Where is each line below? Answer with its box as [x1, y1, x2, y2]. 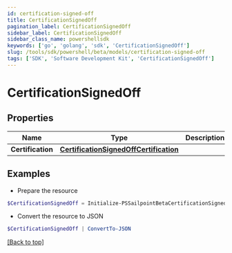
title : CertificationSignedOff [7, 17, 97, 24]
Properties [7, 112, 54, 124]
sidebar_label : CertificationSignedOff [7, 29, 122, 37]
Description [185, 133, 225, 142]
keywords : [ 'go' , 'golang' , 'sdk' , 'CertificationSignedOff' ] [7, 42, 190, 49]
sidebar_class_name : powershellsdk [7, 36, 110, 43]
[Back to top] [7, 238, 44, 246]
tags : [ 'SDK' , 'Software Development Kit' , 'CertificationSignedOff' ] [7, 55, 215, 62]
